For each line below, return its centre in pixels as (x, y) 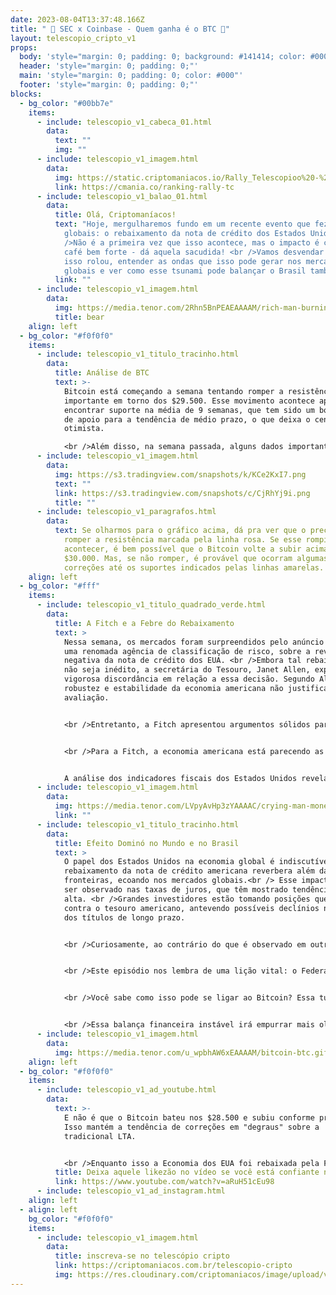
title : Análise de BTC (102, 373)
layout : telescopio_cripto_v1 (73, 38)
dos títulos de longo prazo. (124, 917)
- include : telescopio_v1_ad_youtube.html (126, 1090)
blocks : (26, 94)
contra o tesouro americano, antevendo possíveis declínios (191, 908)
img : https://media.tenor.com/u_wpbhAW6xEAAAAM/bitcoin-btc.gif (191, 1052)
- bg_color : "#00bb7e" (66, 103)
